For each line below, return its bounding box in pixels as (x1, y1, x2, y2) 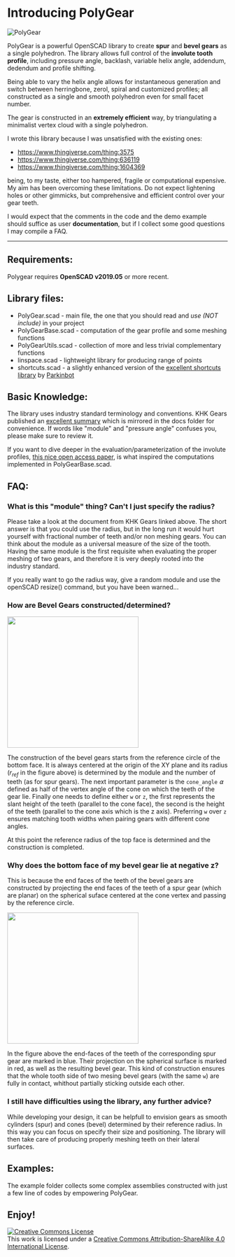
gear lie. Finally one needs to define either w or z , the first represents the (7, 793, 215, 801)
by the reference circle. (7, 899, 75, 907)
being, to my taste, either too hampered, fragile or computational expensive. (7, 176, 227, 185)
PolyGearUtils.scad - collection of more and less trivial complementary (17, 341, 222, 349)
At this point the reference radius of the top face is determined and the (7, 836, 211, 844)
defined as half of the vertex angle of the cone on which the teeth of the (7, 785, 215, 793)
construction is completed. (7, 843, 85, 851)
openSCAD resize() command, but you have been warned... (7, 583, 179, 592)
